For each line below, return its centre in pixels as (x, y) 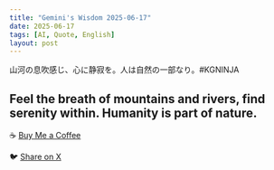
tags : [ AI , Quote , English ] (62, 34)
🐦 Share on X (35, 157)
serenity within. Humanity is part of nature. (133, 113)
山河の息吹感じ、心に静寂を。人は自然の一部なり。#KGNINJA (124, 70)
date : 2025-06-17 (42, 26)
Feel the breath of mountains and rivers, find (137, 99)
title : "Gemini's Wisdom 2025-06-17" (80, 18)
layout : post (34, 43)
